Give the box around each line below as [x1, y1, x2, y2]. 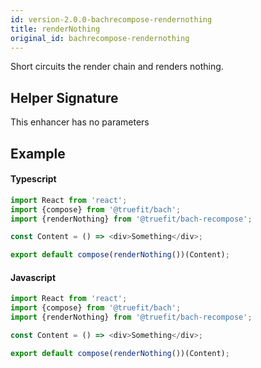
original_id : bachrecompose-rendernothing [10, 33, 190, 43]
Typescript [10, 173, 57, 185]
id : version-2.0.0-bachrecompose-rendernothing [10, 14, 213, 25]
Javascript [10, 271, 57, 283]
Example [10, 145, 66, 162]
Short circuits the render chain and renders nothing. [10, 61, 224, 73]
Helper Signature [10, 89, 119, 106]
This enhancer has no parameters [10, 116, 150, 128]
